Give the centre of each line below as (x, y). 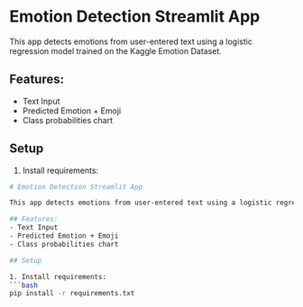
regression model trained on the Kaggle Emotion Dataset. (116, 50)
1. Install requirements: (58, 276)
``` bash (24, 285)
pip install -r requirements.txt (72, 293)
